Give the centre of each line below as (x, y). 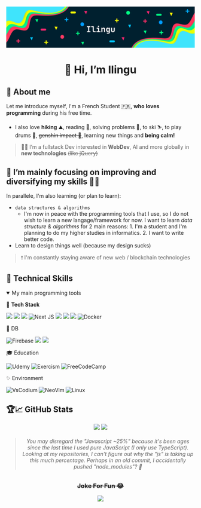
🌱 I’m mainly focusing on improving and (81, 172)
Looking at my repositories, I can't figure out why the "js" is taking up (108, 454)
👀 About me (28, 92)
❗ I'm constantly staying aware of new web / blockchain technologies (105, 258)
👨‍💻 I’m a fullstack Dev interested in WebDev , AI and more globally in (105, 147)
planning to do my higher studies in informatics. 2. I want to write (104, 233)
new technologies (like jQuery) (59, 154)
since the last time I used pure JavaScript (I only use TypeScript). (108, 448)
